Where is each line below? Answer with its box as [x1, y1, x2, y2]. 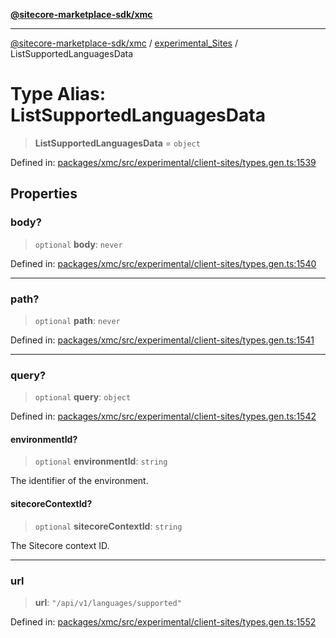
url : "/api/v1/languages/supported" [34, 596, 182, 608]
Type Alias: [10, 83, 107, 106]
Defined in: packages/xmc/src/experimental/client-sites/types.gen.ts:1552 [10, 615, 317, 628]
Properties [10, 185, 78, 203]
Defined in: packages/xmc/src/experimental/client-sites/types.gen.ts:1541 [10, 334, 315, 346]
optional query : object [34, 391, 132, 403]
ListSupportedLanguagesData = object [34, 137, 201, 149]
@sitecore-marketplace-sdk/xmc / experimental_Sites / [10, 37, 238, 49]
